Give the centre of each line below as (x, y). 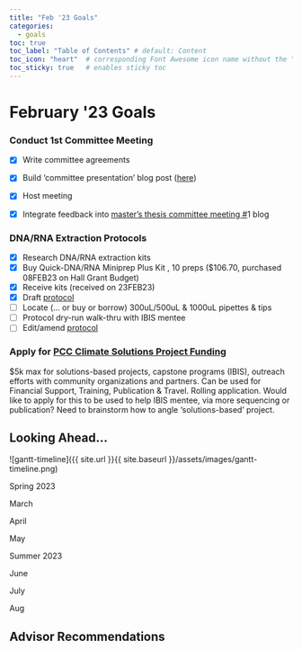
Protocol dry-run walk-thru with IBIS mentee (104, 318)
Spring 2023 (32, 486)
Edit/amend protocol (60, 328)
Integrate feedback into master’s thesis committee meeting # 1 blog (146, 214)
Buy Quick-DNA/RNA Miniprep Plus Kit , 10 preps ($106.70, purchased (152, 267)
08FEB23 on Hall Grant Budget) (80, 278)
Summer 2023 (36, 556)
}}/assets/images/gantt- (213, 459)
